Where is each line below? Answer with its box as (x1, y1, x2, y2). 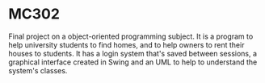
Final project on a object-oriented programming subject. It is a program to (8, 31, 254, 41)
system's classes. (8, 65, 68, 75)
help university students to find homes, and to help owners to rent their (8, 39, 245, 49)
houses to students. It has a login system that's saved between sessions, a (8, 48, 257, 58)
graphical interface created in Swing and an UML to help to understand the (8, 57, 258, 67)
